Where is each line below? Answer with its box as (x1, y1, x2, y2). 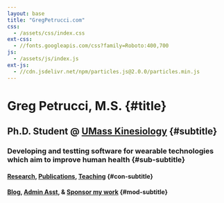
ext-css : (7, 36, 33, 43)
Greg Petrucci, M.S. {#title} (7, 98, 167, 114)
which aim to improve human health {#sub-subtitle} (7, 155, 186, 164)
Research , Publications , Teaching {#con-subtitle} (7, 172, 154, 180)
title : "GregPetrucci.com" (7, 17, 85, 24)
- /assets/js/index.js (13, 55, 79, 62)
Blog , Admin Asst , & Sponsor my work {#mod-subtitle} (7, 188, 169, 196)
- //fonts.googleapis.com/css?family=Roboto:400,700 (13, 42, 169, 49)
